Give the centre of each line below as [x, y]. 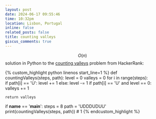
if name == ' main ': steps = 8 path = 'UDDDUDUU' [56, 106]
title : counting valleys [30, 37]
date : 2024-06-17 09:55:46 [33, 14]
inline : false [20, 28]
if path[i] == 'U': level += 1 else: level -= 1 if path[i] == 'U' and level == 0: [78, 83]
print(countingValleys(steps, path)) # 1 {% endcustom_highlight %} [73, 111]
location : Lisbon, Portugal [34, 23]
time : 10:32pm [20, 19]
